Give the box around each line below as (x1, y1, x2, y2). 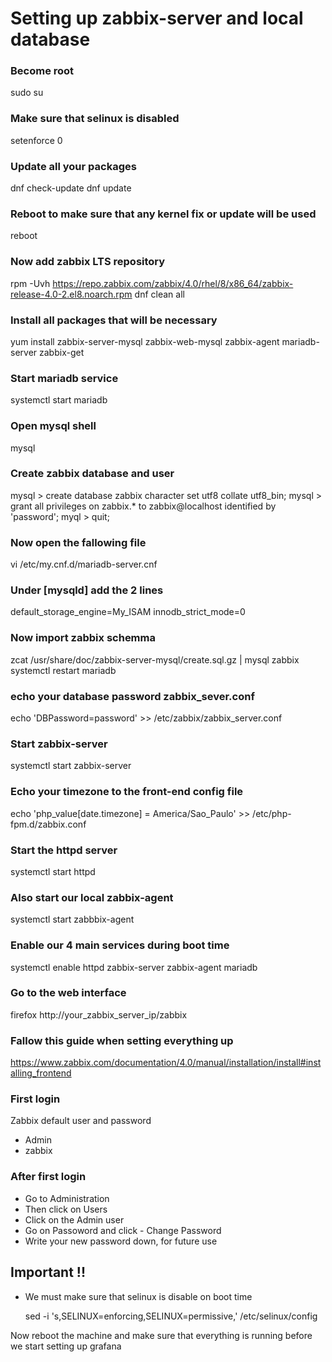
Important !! (10, 1264, 87, 1281)
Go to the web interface (10, 986, 127, 1000)
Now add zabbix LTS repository (10, 255, 166, 269)
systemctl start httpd (10, 865, 96, 877)
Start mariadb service (10, 371, 119, 385)
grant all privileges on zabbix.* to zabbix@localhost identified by (10, 500, 277, 512)
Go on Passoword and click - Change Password (24, 1224, 222, 1236)
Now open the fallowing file (10, 535, 147, 549)
